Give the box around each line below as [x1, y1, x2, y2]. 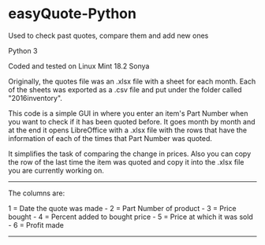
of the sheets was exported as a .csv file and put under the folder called [8, 84, 242, 95]
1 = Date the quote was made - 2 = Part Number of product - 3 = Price [8, 203, 237, 213]
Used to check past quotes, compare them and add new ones [8, 31, 209, 40]
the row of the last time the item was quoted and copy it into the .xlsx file [8, 157, 244, 166]
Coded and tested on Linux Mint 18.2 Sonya [8, 61, 150, 71]
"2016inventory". [8, 93, 63, 102]
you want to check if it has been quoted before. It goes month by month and [8, 117, 256, 126]
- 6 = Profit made [8, 220, 65, 229]
